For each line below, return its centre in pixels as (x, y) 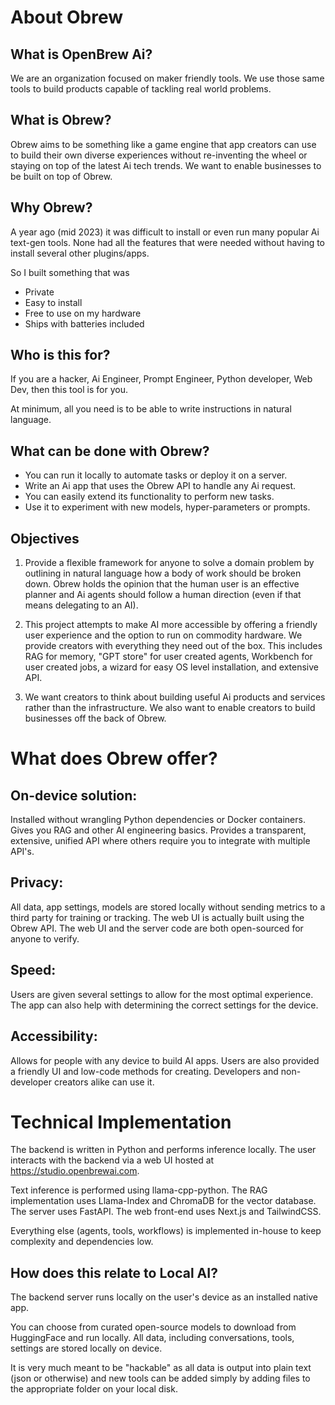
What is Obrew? (61, 120)
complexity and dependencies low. (82, 1242)
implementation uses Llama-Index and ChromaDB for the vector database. (163, 1201)
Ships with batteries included (84, 323)
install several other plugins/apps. (80, 253)
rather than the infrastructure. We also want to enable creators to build (170, 708)
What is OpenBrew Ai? (81, 54)
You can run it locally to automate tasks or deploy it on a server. (156, 475)
